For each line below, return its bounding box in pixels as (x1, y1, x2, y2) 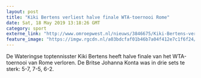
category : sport (6, 25, 47, 32)
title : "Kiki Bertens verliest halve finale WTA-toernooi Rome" (6, 14, 170, 20)
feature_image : (6, 36, 44, 42)
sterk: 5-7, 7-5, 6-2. (6, 65, 54, 72)
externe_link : (6, 31, 42, 37)
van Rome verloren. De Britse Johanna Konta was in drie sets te (28, 59, 185, 66)
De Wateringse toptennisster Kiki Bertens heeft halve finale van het (6, 53, 172, 60)
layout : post (6, 8, 39, 15)
